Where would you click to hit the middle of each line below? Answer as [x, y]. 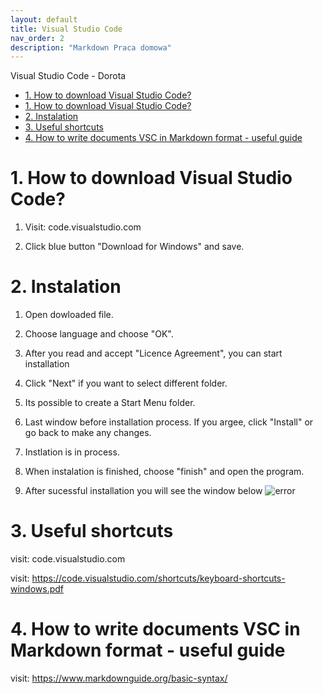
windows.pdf [37, 589]
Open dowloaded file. [69, 315]
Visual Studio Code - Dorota [68, 76]
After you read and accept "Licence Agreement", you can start [153, 353]
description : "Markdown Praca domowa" [91, 47]
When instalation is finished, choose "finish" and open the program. [164, 472]
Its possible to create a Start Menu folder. [110, 403]
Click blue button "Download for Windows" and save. [134, 247]
